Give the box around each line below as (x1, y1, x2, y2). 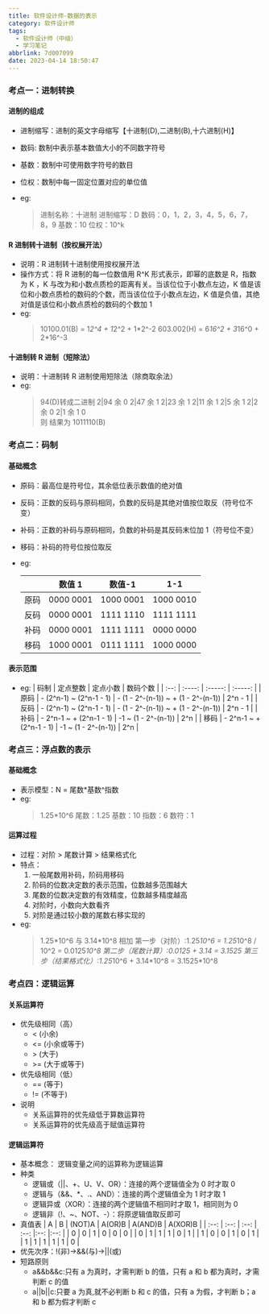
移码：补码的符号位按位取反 (19, 541, 113, 552)
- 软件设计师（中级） (15, 34, 77, 43)
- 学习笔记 (15, 42, 48, 50)
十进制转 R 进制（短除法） (8, 352, 94, 362)
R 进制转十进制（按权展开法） (8, 239, 107, 250)
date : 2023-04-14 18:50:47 (8, 57, 99, 65)
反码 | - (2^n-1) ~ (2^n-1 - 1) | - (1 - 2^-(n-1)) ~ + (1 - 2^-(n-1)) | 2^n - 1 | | (19, 703, 258, 713)
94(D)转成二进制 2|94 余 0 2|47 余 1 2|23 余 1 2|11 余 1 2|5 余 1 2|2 (39, 397, 259, 407)
